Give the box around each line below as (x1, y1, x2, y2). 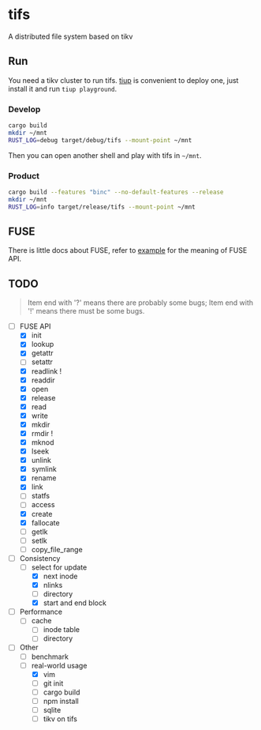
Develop (8, 103, 41, 115)
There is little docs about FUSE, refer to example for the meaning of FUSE (8, 246, 248, 255)
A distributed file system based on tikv (8, 32, 133, 41)
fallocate (31, 517, 61, 527)
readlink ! (31, 366, 62, 376)
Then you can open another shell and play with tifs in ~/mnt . (8, 150, 203, 160)
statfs (31, 491, 50, 501)
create (31, 509, 53, 518)
